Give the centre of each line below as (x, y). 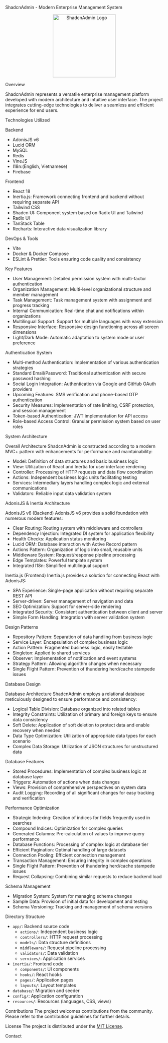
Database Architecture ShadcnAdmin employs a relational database (75, 694)
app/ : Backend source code (41, 926)
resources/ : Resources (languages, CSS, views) (62, 1001)
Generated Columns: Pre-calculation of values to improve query (78, 834)
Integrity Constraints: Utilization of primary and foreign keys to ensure (85, 714)
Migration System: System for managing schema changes (72, 896)
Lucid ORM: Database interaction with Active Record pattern (75, 544)
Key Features (19, 269)
